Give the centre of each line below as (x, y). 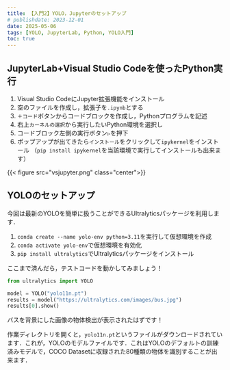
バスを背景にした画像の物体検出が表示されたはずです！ (85, 320)
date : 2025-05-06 (32, 26)
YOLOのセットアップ (51, 196)
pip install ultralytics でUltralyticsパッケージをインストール (105, 253)
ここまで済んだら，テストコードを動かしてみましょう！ (85, 268)
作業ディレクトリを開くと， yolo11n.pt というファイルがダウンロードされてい (115, 334)
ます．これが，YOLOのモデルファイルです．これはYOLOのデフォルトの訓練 (113, 343)
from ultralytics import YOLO (50, 281)
